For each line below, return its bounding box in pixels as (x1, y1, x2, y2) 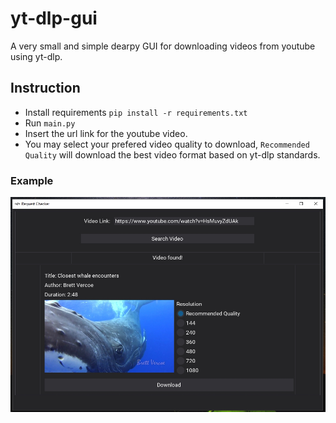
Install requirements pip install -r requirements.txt (24, 106, 248, 118)
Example (10, 173, 54, 187)
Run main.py (24, 117, 76, 129)
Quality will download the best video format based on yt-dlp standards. (24, 148, 321, 161)
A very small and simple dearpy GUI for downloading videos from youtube (10, 40, 316, 52)
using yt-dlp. (10, 50, 63, 62)
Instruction (10, 80, 81, 97)
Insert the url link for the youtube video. (24, 127, 188, 139)
